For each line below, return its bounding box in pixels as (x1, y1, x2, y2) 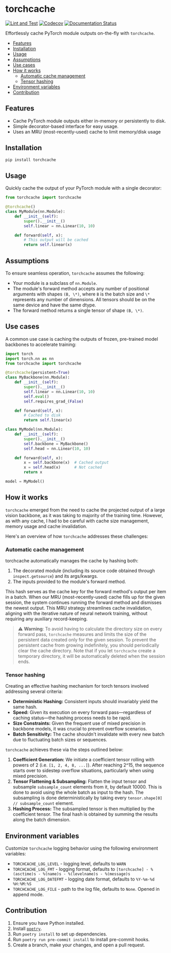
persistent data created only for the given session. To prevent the (17, 636, 157, 643)
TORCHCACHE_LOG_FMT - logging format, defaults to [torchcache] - (12, 866, 149, 872)
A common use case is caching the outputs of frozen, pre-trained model (5, 336, 158, 342)
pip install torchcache (5, 157, 56, 162)
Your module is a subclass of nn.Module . (12, 280, 98, 286)
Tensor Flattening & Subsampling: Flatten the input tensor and (12, 778, 146, 784)
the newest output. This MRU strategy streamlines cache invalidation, (5, 604, 153, 611)
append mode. (12, 891, 44, 897)
